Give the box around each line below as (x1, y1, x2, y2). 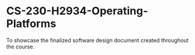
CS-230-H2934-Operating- (6, 4, 149, 18)
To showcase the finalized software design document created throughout (6, 36, 189, 44)
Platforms (6, 17, 56, 30)
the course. (6, 43, 35, 50)
